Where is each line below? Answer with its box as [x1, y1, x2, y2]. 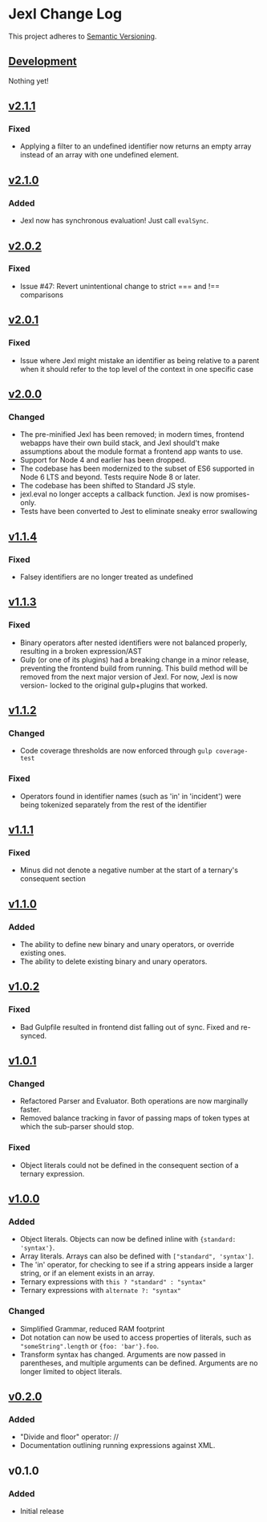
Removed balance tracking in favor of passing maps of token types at [19, 1113, 250, 1123]
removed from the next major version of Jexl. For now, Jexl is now [19, 671, 238, 681]
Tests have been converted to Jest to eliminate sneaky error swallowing [19, 507, 258, 516]
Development [8, 55, 78, 68]
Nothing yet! [8, 75, 50, 85]
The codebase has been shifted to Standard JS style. [19, 481, 196, 491]
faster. [19, 1105, 42, 1115]
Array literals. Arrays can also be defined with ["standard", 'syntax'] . [19, 1251, 254, 1261]
